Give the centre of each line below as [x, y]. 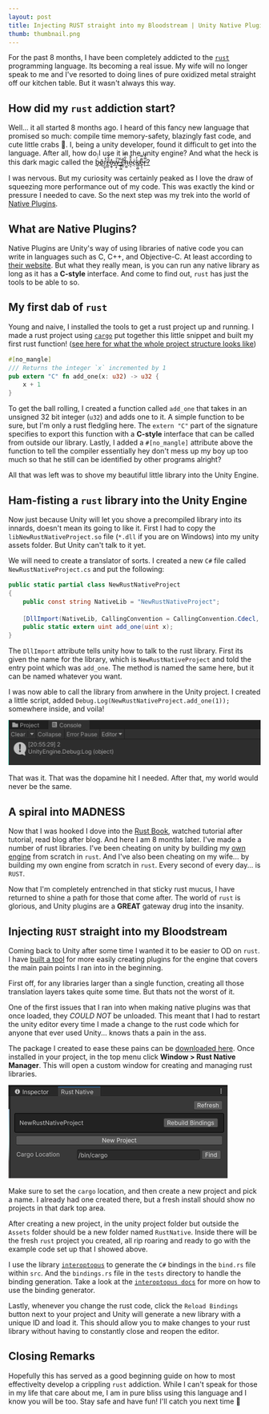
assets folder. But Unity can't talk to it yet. [77, 545]
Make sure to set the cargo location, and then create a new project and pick [133, 1190]
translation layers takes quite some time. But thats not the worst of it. [122, 991]
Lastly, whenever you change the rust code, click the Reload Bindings [123, 1305]
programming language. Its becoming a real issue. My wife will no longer [128, 66]
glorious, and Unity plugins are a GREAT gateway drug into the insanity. [126, 906]
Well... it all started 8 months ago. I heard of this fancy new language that [129, 127]
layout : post [30, 17]
